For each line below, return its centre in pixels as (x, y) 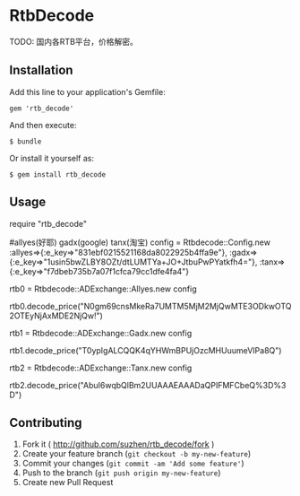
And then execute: (43, 125)
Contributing (46, 422)
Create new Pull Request (68, 483)
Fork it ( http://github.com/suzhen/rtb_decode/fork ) (118, 444)
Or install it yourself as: (51, 158)
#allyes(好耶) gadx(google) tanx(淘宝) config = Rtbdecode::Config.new (140, 242)
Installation (41, 70)
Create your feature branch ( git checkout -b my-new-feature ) (137, 454)
